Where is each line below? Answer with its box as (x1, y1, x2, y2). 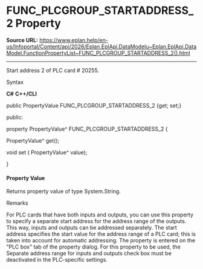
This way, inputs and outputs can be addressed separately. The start (6, 224, 177, 232)
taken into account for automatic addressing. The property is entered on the (6, 237, 195, 244)
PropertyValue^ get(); (6, 137, 60, 144)
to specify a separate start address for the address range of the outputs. (6, 218, 187, 225)
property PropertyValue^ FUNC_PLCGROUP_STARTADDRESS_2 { (6, 125, 168, 132)
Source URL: (6, 36, 38, 44)
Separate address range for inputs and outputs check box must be (6, 250, 172, 257)
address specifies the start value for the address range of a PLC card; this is (6, 230, 196, 238)
